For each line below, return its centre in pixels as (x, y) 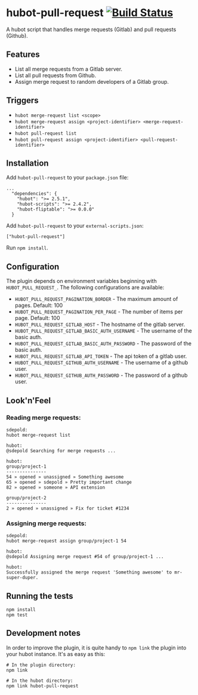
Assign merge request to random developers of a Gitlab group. (92, 81)
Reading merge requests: (44, 417)
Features (23, 55)
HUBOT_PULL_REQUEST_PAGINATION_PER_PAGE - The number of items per (99, 312)
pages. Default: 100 (39, 306)
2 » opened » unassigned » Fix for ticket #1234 (68, 508)
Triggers (22, 101)
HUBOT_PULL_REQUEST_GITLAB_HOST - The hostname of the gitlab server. (100, 324)
